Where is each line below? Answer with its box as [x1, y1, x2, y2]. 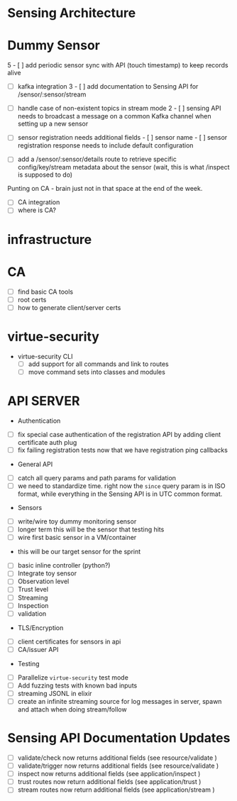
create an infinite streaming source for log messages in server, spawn [17, 697, 222, 705]
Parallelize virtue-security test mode [17, 673, 129, 682]
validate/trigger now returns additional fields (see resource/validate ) [17, 761, 219, 770]
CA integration [17, 198, 60, 206]
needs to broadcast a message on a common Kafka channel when [17, 112, 211, 121]
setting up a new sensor [17, 119, 89, 128]
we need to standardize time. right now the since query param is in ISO [17, 482, 226, 490]
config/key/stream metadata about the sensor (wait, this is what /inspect [17, 163, 230, 172]
